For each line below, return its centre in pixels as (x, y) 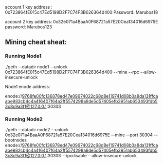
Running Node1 (23, 56)
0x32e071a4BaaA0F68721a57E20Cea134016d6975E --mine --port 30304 (79, 135)
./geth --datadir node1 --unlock (36, 67)
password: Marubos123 (28, 27)
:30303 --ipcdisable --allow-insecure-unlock (92, 155)
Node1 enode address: (27, 86)
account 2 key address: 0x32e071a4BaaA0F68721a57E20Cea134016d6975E (81, 22)
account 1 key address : (29, 7)
